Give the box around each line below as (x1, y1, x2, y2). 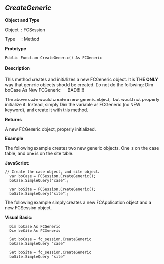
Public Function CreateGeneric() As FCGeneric (5, 55, 102, 60)
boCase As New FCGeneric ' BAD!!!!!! (5, 87, 85, 93)
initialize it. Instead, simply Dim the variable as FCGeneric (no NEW (5, 102, 141, 108)
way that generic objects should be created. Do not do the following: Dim (5, 82, 154, 88)
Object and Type (5, 17, 40, 23)
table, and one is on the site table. (5, 150, 74, 157)
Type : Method (5, 36, 40, 42)
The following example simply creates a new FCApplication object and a (5, 199, 152, 206)
